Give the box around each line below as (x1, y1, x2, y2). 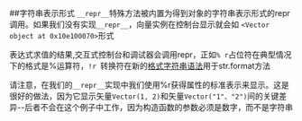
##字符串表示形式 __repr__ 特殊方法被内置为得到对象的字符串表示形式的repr (9, 8, 290, 18)
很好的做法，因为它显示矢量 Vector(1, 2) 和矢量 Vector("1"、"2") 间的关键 (9, 91, 279, 101)
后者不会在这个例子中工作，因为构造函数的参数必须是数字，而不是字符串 (23, 102, 293, 112)
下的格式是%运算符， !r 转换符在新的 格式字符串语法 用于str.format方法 (9, 61, 270, 71)
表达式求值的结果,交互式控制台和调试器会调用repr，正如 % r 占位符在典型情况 (9, 49, 292, 60)
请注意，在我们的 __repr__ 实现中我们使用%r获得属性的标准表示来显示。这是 (9, 80, 290, 90)
